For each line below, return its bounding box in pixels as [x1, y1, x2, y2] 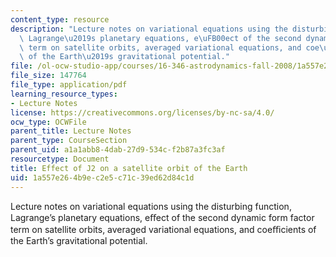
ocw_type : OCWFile [10, 117, 87, 127]
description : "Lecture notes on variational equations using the [10, 24, 288, 34]
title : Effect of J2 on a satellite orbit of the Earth [10, 163, 248, 173]
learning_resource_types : [10, 89, 118, 99]
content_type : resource [10, 14, 110, 25]
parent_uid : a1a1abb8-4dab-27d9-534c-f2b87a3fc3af [10, 145, 226, 155]
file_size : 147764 [10, 71, 87, 81]
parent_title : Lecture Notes [10, 126, 132, 136]
